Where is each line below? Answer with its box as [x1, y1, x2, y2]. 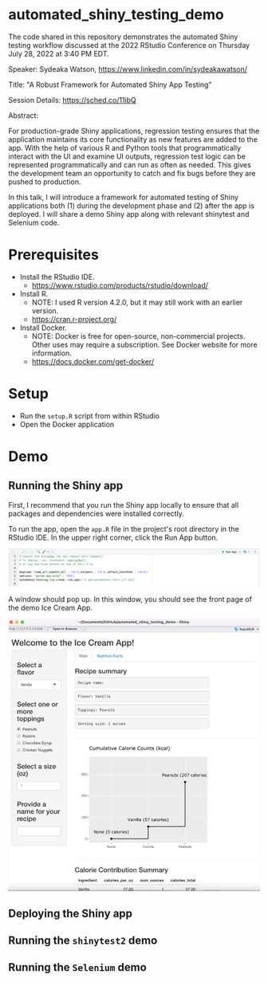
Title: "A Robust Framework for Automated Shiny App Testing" [8, 80, 212, 89]
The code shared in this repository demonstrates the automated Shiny [8, 32, 238, 41]
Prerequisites [8, 245, 100, 264]
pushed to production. [8, 177, 81, 187]
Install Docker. [19, 323, 67, 332]
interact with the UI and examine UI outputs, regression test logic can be [8, 151, 246, 161]
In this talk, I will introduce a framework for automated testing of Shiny [8, 192, 239, 202]
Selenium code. [8, 218, 60, 227]
